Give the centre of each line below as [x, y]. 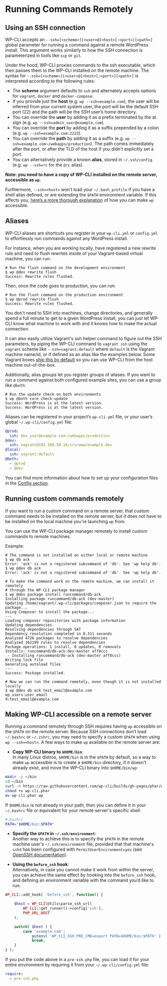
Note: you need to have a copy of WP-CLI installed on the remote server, [81, 175]
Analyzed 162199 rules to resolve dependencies [55, 642]
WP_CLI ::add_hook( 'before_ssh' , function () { [54, 895]
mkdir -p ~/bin [21, 777]
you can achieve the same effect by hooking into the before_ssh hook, [84, 875]
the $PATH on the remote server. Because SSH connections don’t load [76, 732]
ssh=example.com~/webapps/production [51, 144]
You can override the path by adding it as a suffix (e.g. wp [71, 138]
